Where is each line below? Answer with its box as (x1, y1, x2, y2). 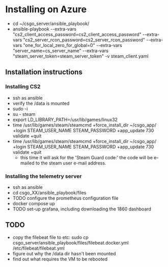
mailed (20, 160, 35, 166)
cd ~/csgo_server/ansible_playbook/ (12, 20, 90, 27)
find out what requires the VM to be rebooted (12, 256, 108, 262)
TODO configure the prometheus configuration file (12, 195, 119, 201)
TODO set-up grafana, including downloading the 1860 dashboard (12, 206, 152, 212)
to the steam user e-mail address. (35, 160, 106, 166)
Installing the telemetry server (5, 173, 82, 180)
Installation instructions (5, 68, 82, 77)
